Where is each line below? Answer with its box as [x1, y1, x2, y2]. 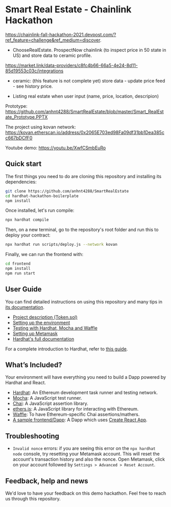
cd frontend [5, 261, 31, 266]
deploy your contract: [5, 232, 51, 238]
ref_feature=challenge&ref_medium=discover [5, 37, 101, 43]
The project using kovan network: [5, 124, 76, 130]
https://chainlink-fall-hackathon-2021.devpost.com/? [5, 31, 116, 37]
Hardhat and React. [5, 380, 46, 386]
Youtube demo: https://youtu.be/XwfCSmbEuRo [5, 145, 106, 151]
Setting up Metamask [12, 330, 58, 337]
